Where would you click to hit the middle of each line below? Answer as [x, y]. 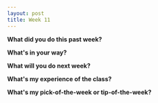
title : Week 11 [29, 20]
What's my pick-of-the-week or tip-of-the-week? [79, 92]
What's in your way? [37, 53]
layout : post [26, 13]
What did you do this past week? [55, 39]
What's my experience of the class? [59, 78]
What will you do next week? [49, 65]
